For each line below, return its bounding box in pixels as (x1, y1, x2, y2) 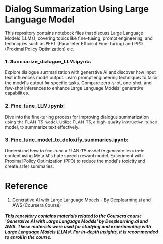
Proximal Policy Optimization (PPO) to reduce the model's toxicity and (5, 158, 146, 164)
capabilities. (5, 90, 29, 96)
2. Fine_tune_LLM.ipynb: (5, 102, 65, 109)
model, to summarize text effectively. (5, 124, 80, 130)
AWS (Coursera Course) (12, 202, 61, 208)
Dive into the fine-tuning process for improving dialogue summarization (5, 114, 149, 120)
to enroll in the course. (5, 234, 52, 240)
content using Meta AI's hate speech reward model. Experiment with (5, 152, 143, 158)
